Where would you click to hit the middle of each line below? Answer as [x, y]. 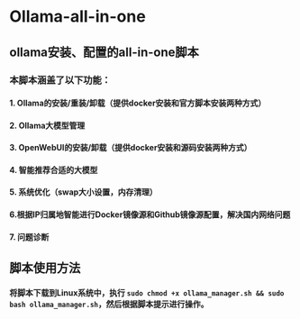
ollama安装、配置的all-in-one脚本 [105, 52]
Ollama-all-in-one [77, 17]
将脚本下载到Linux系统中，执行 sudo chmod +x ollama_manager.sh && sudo [147, 292]
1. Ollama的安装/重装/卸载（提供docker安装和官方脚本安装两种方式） [138, 103]
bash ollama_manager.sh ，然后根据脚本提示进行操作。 [109, 304]
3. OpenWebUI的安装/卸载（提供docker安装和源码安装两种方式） [131, 148]
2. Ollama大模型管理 [47, 125]
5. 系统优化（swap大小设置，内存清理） [83, 192]
